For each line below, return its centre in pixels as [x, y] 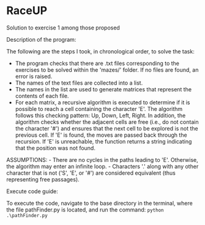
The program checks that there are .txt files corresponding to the [97, 63]
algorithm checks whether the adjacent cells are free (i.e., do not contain [107, 122]
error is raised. [34, 76]
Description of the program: [41, 39]
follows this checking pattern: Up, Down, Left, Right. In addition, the [100, 115]
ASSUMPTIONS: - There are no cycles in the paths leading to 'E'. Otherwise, [102, 159]
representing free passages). [43, 179]
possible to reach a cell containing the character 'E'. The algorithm [99, 109]
